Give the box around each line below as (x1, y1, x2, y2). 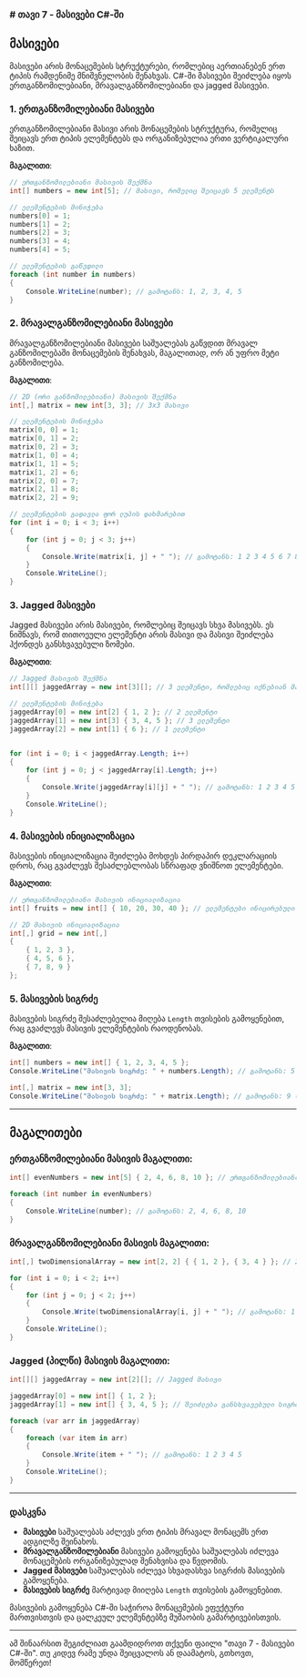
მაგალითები (9, 1124, 82, 1141)
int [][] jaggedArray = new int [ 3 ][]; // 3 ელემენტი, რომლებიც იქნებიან (9, 683, 287, 692)
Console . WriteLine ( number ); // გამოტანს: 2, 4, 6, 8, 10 (25, 1206, 247, 1215)
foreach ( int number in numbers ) (9, 269, 137, 279)
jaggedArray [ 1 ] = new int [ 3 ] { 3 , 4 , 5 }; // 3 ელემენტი (9, 716, 230, 725)
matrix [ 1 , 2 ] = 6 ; (9, 468, 79, 477)
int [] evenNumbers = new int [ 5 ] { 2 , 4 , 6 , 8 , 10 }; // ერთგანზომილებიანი (9, 1174, 300, 1183)
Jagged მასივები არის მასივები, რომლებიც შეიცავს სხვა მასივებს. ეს (9, 619, 275, 631)
